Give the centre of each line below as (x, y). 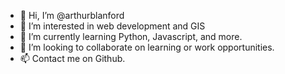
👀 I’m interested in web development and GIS (112, 26)
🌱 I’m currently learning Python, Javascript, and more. (131, 36)
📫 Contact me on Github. (72, 58)
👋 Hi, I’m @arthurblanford (72, 15)
